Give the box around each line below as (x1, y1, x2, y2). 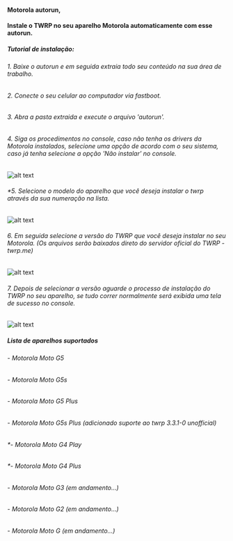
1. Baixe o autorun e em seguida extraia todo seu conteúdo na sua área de (7, 63, 222, 71)
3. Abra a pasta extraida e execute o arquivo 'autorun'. (7, 113, 165, 121)
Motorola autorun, (7, 6, 61, 14)
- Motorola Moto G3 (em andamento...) (7, 483, 120, 492)
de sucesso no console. (7, 299, 75, 307)
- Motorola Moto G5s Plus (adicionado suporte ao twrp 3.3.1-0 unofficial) (7, 418, 217, 427)
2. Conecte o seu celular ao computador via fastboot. (7, 91, 161, 100)
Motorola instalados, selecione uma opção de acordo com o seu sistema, (7, 141, 219, 150)
